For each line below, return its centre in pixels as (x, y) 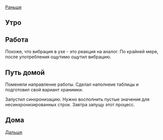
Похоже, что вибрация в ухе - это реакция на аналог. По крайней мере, (82, 52)
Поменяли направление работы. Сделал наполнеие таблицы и (72, 84)
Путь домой (25, 72)
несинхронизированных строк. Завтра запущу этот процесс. (70, 105)
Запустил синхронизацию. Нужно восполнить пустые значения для (77, 99)
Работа (17, 39)
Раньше (13, 7)
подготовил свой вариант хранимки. (44, 90)
